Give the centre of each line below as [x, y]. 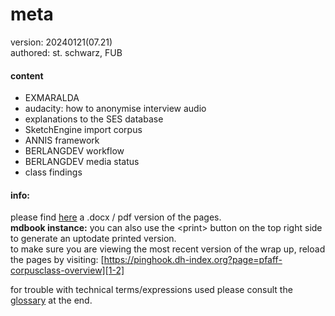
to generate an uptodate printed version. [93, 239]
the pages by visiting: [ [57, 260]
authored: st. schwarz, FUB [66, 52]
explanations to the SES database [94, 119]
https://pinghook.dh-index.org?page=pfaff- [193, 260]
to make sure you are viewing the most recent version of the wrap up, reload [168, 249]
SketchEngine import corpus [83, 130]
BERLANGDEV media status [82, 162]
